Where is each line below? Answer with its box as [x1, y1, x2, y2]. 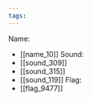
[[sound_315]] [19, 66, 66, 76]
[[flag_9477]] [19, 83, 63, 93]
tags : [8, 11, 26, 20]
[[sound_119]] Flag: [19, 75, 82, 84]
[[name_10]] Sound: [19, 49, 84, 59]
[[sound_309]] [19, 58, 68, 67]
